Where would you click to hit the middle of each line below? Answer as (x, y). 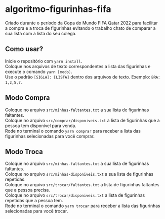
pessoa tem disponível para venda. (41, 126)
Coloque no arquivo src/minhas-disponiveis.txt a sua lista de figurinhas (79, 174)
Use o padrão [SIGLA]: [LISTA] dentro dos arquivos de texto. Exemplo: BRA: (83, 77)
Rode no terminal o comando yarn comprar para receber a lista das (73, 131)
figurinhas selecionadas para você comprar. (50, 136)
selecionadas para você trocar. (37, 211)
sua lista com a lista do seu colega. (41, 33)
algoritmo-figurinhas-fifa (58, 9)
